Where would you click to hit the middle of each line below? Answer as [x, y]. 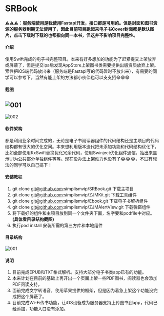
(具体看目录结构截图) [33, 219]
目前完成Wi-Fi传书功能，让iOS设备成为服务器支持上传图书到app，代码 [83, 303]
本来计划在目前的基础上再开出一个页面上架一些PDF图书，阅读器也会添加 [85, 278]
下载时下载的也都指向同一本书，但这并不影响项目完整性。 [80, 35]
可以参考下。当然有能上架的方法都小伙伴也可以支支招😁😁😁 [69, 77]
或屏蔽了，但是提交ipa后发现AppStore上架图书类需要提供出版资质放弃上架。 [82, 65]
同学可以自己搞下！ [33, 165]
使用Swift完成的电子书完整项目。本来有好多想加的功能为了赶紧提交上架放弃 [81, 59]
